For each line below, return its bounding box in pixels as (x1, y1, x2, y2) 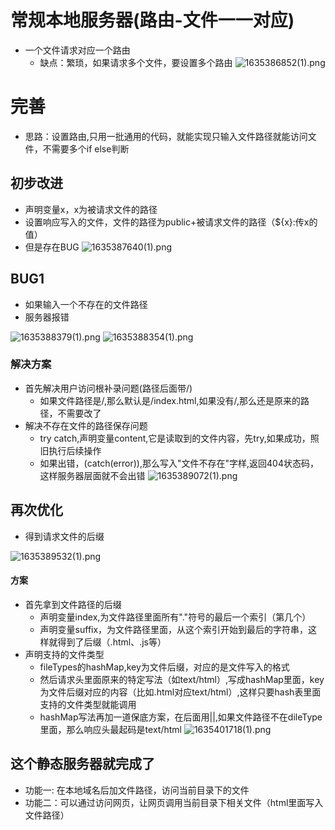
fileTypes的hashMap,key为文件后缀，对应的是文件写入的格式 (39, 661, 290, 673)
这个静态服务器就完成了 (10, 756, 155, 773)
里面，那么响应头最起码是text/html (39, 723, 182, 735)
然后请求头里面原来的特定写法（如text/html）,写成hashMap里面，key (39, 673, 325, 685)
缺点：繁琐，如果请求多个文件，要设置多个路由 (39, 56, 233, 68)
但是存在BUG (24, 241, 80, 253)
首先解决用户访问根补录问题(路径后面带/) (24, 382, 193, 394)
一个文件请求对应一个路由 (24, 44, 131, 56)
